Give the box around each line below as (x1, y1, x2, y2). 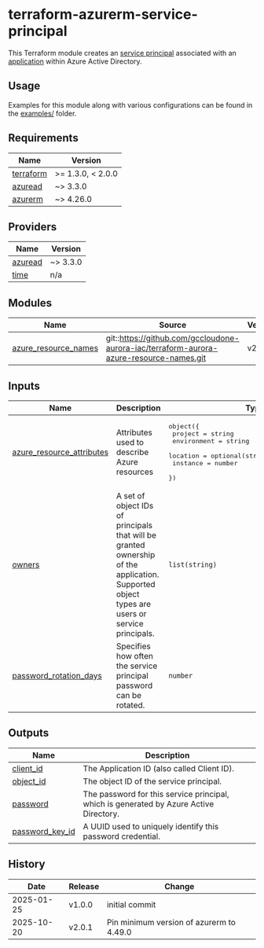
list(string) (168, 560, 218, 569)
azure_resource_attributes (12, 446, 108, 457)
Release (68, 880, 100, 891)
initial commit (106, 898, 156, 909)
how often (115, 651, 153, 661)
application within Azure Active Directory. (8, 57, 143, 66)
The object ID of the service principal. (82, 776, 222, 787)
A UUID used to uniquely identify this (82, 821, 219, 832)
